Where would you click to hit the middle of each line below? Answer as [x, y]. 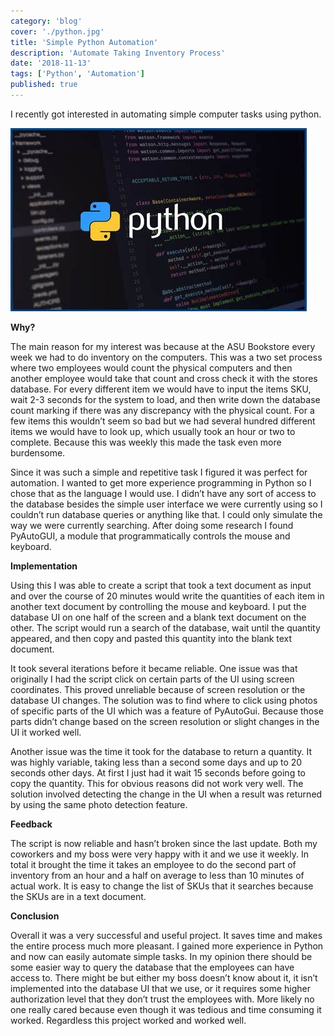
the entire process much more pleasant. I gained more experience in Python [167, 946]
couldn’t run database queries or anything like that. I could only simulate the [166, 514]
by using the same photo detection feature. [99, 804]
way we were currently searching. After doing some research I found [152, 525]
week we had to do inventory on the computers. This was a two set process [166, 357]
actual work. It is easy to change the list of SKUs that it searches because [162, 886]
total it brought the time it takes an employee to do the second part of [153, 864]
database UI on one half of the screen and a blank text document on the [158, 617]
